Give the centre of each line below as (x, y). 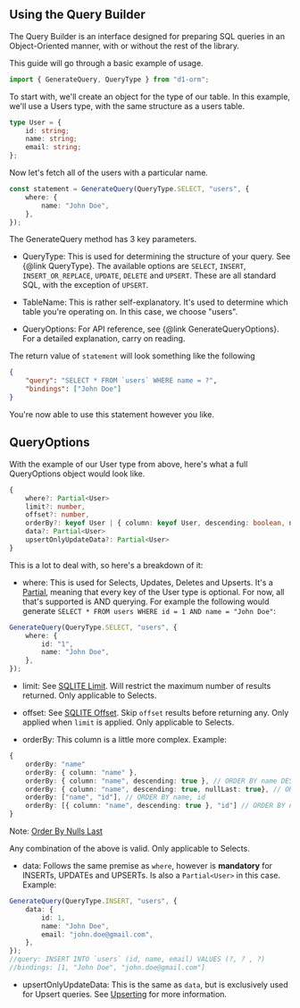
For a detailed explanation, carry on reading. (104, 339)
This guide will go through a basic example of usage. (106, 63)
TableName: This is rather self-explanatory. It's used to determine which (155, 302)
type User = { (36, 122)
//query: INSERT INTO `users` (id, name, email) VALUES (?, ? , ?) (137, 960)
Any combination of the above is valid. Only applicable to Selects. (129, 848)
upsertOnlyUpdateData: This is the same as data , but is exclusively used (155, 984)
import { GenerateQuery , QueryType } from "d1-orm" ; (109, 80)
